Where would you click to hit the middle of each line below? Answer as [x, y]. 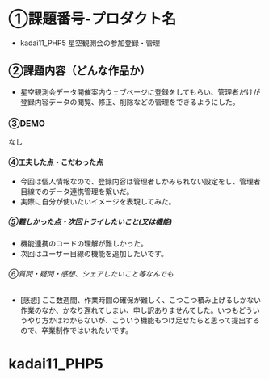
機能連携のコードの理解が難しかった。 [84, 244]
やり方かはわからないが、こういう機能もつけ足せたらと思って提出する [143, 320]
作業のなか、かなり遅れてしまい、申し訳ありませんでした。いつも [129, 310]
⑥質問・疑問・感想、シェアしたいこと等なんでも [91, 273]
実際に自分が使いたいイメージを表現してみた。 [98, 202]
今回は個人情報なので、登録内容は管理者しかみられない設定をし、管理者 [140, 182]
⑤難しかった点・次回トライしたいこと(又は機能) [90, 221]
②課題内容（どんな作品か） [80, 71]
